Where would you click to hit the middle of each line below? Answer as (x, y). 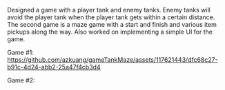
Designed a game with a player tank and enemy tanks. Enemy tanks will (109, 10)
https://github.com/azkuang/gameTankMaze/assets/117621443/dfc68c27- (113, 60)
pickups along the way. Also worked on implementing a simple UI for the (110, 32)
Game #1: (21, 52)
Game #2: (21, 80)
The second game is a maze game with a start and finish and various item (112, 24)
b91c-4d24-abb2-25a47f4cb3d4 (54, 67)
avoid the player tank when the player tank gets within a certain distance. (111, 17)
